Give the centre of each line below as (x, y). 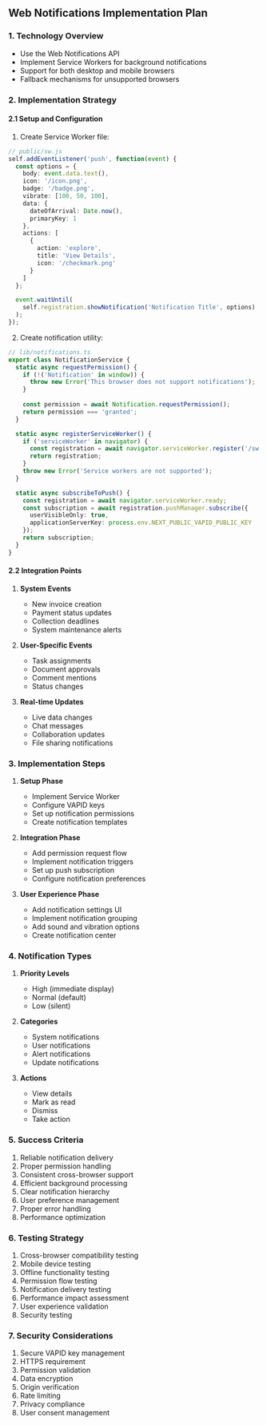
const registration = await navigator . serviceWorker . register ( (137, 449)
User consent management (65, 1413)
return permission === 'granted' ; (80, 412)
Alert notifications (61, 1054)
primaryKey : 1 (53, 218)
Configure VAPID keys (68, 805)
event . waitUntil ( (44, 300)
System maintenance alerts (77, 629)
